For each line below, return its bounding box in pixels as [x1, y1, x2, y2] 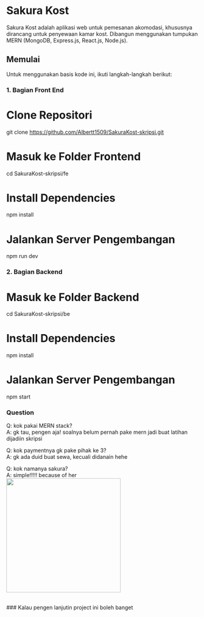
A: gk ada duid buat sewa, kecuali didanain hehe [6, 453, 128, 461]
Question [6, 408, 35, 417]
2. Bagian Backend [6, 268, 63, 276]
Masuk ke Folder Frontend [6, 150, 141, 163]
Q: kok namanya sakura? [6, 465, 68, 472]
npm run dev [6, 253, 38, 260]
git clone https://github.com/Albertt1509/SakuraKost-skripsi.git [6, 128, 164, 136]
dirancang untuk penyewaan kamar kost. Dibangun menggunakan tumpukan [6, 30, 198, 37]
